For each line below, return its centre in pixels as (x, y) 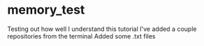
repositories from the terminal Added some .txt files (81, 36)
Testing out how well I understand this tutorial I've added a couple (102, 29)
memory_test (46, 10)
